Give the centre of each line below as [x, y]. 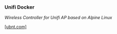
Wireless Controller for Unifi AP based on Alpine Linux [58, 18]
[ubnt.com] [16, 27]
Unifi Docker [20, 7]
